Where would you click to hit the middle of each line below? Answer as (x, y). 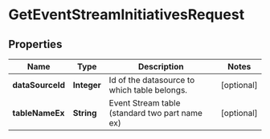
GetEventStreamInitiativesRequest (127, 15)
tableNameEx (39, 113)
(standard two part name (156, 113)
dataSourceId (39, 85)
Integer (87, 85)
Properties (35, 44)
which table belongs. (148, 90)
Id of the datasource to (152, 80)
